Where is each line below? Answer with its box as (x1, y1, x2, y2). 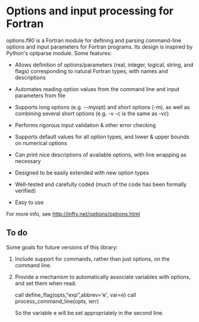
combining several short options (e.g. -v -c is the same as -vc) (14, 110, 169, 117)
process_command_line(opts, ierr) (14, 297, 99, 305)
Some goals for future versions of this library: (6, 243, 118, 251)
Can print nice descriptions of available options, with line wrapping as (14, 151, 186, 158)
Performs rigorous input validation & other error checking (14, 121, 157, 128)
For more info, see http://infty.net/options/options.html (6, 210, 140, 217)
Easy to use (14, 198, 44, 206)
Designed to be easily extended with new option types (14, 169, 149, 176)
